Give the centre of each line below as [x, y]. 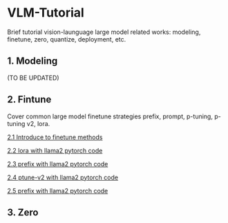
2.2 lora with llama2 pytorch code [55, 150]
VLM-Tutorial [46, 13]
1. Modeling [32, 61]
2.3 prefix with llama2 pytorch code [58, 163]
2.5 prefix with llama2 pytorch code [58, 190]
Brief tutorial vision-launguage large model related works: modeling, [104, 32]
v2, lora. [38, 123]
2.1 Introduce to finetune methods [55, 137]
